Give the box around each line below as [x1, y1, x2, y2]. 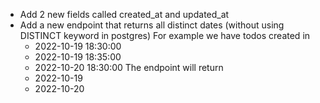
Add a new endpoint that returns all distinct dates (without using [19, 19, 285, 31]
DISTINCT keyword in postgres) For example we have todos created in [19, 30, 311, 41]
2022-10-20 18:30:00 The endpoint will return [34, 62, 224, 73]
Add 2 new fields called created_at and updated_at [19, 9, 230, 20]
